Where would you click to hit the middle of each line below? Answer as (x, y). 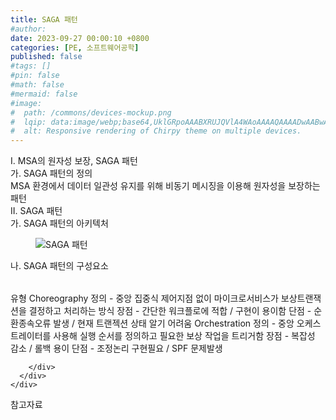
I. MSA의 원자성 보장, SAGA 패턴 (74, 161)
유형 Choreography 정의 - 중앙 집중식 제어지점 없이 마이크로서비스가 (144, 298)
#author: (28, 29)
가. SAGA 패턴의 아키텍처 (59, 223)
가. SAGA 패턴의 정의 (51, 173)
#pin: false (35, 76)
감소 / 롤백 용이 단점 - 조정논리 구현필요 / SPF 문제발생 (116, 348)
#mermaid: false (44, 94)
